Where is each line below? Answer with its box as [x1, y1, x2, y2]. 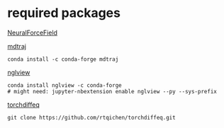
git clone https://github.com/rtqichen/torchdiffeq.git [7, 114, 176, 121]
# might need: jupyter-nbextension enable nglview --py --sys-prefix [7, 88, 218, 95]
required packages [7, 5, 121, 21]
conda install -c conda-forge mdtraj [7, 55, 119, 63]
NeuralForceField [7, 28, 58, 37]
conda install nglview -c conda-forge [7, 81, 122, 89]
